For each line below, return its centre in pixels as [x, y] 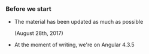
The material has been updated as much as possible [79, 22]
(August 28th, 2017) [39, 33]
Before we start [28, 9]
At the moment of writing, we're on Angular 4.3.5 [74, 45]
